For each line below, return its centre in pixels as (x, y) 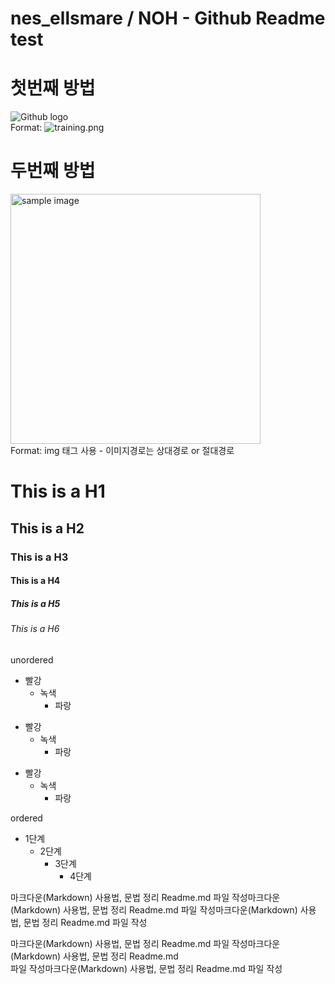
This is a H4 (35, 581)
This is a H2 (47, 528)
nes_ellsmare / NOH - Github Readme (168, 18)
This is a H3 (39, 557)
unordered (32, 659)
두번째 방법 (53, 171)
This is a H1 (58, 491)
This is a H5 (35, 603)
